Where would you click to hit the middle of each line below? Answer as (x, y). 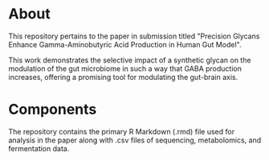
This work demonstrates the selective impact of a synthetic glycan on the (130, 60)
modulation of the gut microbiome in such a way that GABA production (125, 68)
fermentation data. (39, 148)
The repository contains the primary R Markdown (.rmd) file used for (122, 131)
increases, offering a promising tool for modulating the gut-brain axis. (123, 77)
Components (53, 110)
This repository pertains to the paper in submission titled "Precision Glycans (134, 36)
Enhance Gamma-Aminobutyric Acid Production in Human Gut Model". (125, 44)
